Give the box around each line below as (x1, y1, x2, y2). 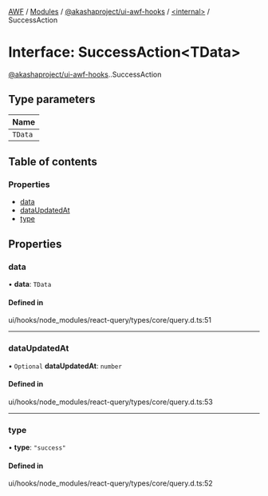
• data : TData (8, 280, 52, 289)
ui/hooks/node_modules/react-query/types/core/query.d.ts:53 (8, 397, 213, 407)
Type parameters (8, 93, 96, 106)
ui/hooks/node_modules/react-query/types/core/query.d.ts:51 (8, 315, 212, 325)
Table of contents (8, 155, 97, 169)
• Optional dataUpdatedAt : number (8, 361, 122, 371)
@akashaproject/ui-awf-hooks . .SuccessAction (8, 69, 162, 79)
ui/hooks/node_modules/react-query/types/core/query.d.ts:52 (8, 478, 213, 488)
